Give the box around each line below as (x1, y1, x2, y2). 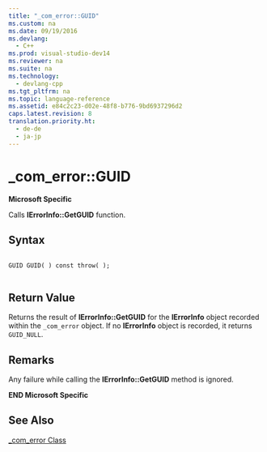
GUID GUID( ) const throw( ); (8, 262, 111, 270)
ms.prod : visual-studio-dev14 (8, 49, 111, 58)
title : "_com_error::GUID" (8, 11, 100, 20)
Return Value (8, 291, 75, 305)
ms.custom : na (8, 19, 57, 28)
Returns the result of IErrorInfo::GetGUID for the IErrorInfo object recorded (8, 313, 260, 322)
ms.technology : (8, 72, 60, 80)
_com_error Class (8, 435, 66, 445)
